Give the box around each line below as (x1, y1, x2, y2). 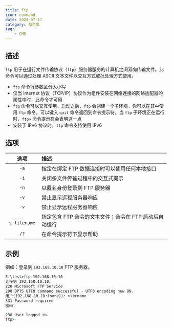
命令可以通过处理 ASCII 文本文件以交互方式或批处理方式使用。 (5, 72, 137, 79)
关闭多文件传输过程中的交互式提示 (41, 175, 124, 182)
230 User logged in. (5, 312, 50, 317)
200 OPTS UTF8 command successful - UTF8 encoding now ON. (5, 288, 134, 294)
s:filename (9, 220, 36, 226)
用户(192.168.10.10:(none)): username (5, 293, 87, 298)
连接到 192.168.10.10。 (5, 279, 53, 284)
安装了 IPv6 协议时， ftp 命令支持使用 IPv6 (12, 122, 102, 128)
